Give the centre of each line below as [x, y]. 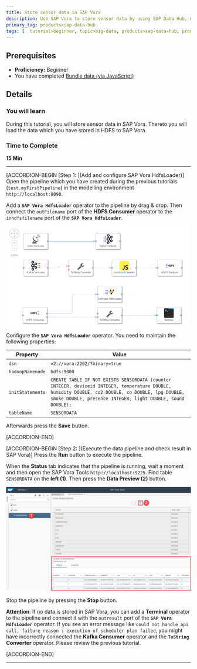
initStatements [27, 393]
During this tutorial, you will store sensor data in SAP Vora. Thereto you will [96, 124]
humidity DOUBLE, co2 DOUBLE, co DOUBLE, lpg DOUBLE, [118, 393]
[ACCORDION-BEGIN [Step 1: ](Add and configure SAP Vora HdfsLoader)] [95, 175]
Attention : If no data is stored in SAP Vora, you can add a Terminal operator [98, 611]
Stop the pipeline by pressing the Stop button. [62, 600]
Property [27, 354]
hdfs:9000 [62, 372]
